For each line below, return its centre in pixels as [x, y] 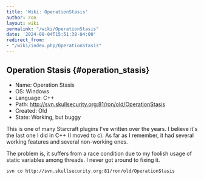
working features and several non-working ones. [67, 142]
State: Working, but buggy [48, 117]
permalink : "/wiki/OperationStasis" [53, 29]
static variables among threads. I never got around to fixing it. [83, 160]
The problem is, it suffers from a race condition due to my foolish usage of [99, 153]
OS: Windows [32, 91]
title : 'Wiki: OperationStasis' [47, 12]
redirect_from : [25, 40]
